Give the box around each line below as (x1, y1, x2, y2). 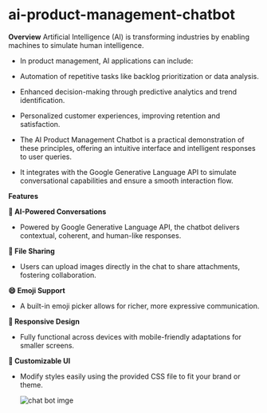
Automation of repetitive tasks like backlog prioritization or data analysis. (19, 71, 259, 81)
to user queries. (19, 152, 73, 161)
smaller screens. (19, 340, 74, 350)
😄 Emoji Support (8, 285, 65, 295)
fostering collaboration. (19, 270, 97, 280)
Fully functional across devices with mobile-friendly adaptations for (19, 332, 241, 341)
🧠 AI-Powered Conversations (8, 206, 107, 216)
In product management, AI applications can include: (19, 56, 194, 66)
